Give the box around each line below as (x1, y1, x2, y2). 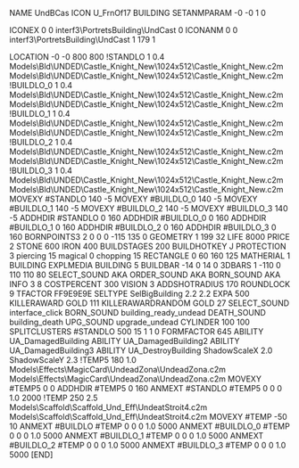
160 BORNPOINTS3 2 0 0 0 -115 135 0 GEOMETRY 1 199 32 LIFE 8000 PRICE (9, 232, 290, 242)
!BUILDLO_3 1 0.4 (9, 165, 73, 176)
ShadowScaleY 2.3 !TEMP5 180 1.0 (9, 355, 137, 365)
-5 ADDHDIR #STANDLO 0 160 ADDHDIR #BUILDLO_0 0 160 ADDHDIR (9, 213, 267, 223)
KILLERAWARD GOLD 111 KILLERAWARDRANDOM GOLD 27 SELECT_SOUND (9, 298, 290, 308)
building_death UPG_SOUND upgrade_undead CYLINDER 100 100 (9, 316, 250, 327)
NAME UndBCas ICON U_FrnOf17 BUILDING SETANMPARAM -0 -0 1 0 (9, 8, 266, 18)
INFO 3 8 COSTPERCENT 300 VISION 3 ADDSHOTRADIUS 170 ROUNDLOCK (9, 279, 291, 289)
